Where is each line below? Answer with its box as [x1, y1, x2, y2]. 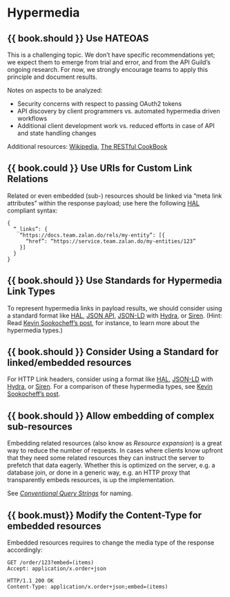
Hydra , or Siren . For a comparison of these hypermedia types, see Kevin [7, 383, 213, 391]
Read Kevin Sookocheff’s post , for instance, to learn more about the [7, 318, 200, 327]
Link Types [7, 286, 55, 297]
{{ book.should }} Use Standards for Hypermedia [7, 275, 222, 286]
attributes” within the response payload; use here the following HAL [7, 199, 200, 207]
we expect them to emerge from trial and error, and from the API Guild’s [7, 58, 211, 66]
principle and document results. [7, 73, 98, 81]
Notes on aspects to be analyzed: [7, 86, 103, 94]
